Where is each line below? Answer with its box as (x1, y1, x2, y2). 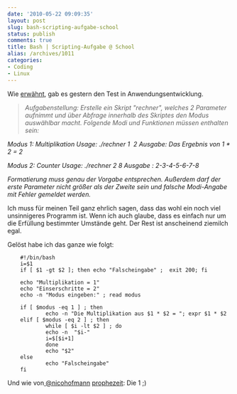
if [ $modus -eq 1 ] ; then (20, 304, 103, 311)
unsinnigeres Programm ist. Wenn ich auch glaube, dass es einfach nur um (7, 211, 226, 220)
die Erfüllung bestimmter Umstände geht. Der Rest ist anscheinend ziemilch (7, 218, 228, 228)
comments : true (7, 37, 53, 44)
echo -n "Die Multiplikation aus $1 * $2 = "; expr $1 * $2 (45, 310, 227, 317)
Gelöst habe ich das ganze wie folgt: (7, 240, 114, 249)
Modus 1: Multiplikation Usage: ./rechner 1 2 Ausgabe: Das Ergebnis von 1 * (7, 139, 231, 148)
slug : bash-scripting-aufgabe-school (7, 23, 119, 31)
